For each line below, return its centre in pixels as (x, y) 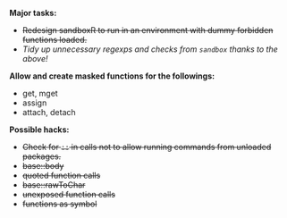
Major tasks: (33, 13)
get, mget (40, 93)
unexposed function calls (69, 194)
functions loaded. (55, 40)
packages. (42, 156)
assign (34, 103)
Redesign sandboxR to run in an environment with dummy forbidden (148, 30)
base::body (43, 166)
